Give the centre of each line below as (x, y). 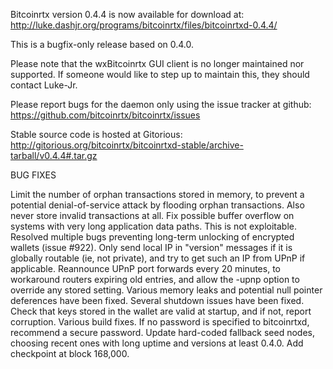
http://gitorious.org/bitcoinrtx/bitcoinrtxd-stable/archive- (127, 145)
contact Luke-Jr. (44, 85)
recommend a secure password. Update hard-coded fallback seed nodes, (162, 332)
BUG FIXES (33, 175)
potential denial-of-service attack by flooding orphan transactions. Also (157, 205)
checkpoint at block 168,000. (70, 353)
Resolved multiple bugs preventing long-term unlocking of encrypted (152, 237)
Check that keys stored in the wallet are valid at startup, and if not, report (161, 311)
